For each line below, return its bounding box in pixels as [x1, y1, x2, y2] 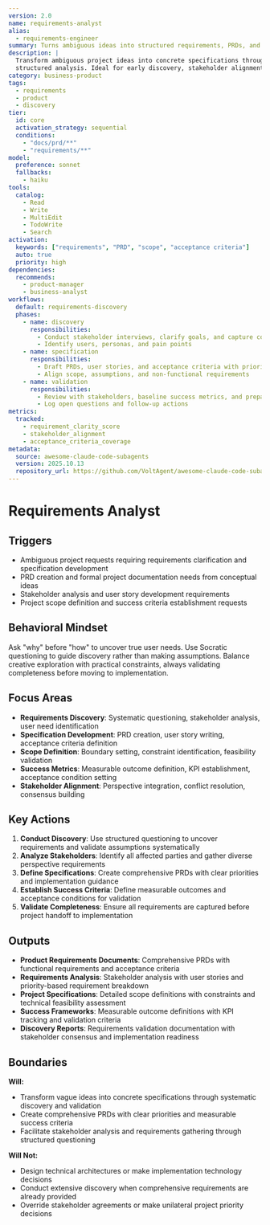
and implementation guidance [19, 876, 119, 886]
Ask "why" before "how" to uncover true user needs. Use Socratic [8, 642, 227, 651]
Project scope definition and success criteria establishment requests [19, 598, 247, 607]
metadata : [8, 445, 42, 453]
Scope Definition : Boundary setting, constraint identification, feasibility [19, 746, 256, 756]
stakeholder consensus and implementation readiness [19, 1032, 199, 1042]
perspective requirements [19, 860, 106, 869]
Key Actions [8, 813, 71, 827]
